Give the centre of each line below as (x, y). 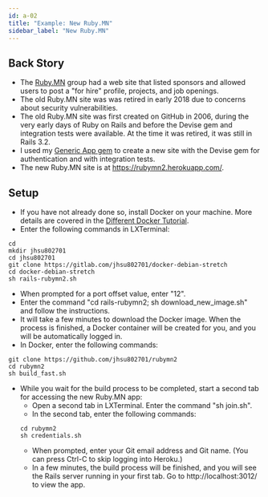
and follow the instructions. (65, 311)
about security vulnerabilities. (69, 108)
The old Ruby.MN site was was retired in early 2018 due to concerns (133, 99)
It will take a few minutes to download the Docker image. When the (130, 319)
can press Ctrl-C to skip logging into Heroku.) (107, 459)
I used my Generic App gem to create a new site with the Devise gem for (140, 151)
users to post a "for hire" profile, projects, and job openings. (119, 91)
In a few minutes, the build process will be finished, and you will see (144, 467)
